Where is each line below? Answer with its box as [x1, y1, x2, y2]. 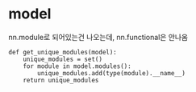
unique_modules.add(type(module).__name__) [37, 69, 186, 77]
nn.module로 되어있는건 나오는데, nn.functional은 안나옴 [8, 32, 188, 42]
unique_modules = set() [23, 55, 103, 63]
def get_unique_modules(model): [8, 48, 117, 56]
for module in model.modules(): [23, 62, 131, 70]
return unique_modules [23, 76, 99, 84]
